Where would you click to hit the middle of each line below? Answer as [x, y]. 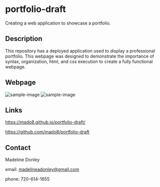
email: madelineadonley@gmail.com [42, 169]
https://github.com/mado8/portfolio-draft [47, 132]
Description [24, 39]
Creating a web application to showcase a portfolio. [58, 23]
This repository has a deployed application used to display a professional [80, 50]
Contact [18, 148]
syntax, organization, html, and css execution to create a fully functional [79, 61]
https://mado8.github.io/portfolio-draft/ [45, 122]
